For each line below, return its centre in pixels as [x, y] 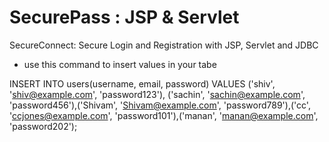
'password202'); [43, 126]
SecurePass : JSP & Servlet [124, 17]
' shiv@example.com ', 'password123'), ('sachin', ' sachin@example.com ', [157, 94]
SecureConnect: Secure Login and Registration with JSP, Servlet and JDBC [164, 45]
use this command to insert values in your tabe [120, 64]
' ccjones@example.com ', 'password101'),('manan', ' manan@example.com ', [164, 115]
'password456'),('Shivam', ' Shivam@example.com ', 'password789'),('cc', [160, 105]
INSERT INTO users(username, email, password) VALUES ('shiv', [142, 83]
